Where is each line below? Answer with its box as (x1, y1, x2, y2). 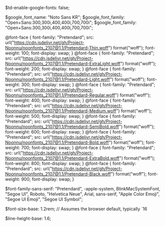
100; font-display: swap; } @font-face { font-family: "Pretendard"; (21, 50, 155, 56)
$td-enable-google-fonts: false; (5, 5, 70, 10)
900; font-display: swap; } (21, 176, 75, 182)
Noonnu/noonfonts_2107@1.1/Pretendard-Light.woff (5, 77, 110, 82)
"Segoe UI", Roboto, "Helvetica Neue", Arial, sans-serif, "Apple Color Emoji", (5, 191, 160, 197)
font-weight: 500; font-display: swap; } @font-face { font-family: (5, 113, 136, 119)
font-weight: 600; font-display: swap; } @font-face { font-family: (5, 129, 136, 135)
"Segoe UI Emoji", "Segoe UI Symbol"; (5, 196, 83, 202)
